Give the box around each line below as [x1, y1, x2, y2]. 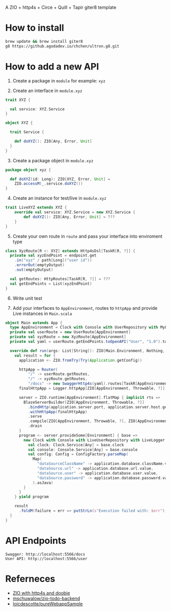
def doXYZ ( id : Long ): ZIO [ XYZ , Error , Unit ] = [10, 177, 110, 182]
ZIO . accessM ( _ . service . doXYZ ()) [14, 181, 83, 186]
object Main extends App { [5, 320, 63, 325]
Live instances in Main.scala [12, 310, 72, 316]
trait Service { [10, 130, 44, 135]
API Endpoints [5, 535, 67, 546]
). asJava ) [32, 480, 53, 485]
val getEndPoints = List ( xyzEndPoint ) [10, 281, 93, 286]
